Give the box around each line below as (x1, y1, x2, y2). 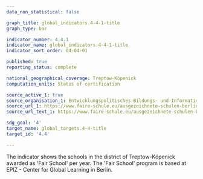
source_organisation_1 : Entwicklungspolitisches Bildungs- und (6, 98, 169, 104)
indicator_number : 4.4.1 (6, 36, 69, 42)
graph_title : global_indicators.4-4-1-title (6, 19, 120, 26)
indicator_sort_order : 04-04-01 (6, 48, 88, 54)
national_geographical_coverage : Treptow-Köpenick (6, 75, 137, 81)
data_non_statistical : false (6, 8, 80, 15)
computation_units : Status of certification (6, 81, 120, 87)
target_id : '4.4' (6, 131, 50, 137)
